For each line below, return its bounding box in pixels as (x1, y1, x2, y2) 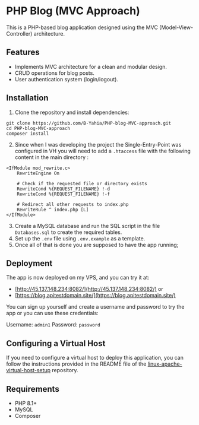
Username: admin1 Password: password (6, 321, 100, 328)
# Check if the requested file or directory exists (17, 180, 147, 186)
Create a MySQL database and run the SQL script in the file (14, 222, 160, 229)
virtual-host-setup (6, 367, 51, 374)
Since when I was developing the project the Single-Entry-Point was (14, 141, 182, 148)
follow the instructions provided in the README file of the (6, 360, 147, 367)
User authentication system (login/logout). (14, 75, 119, 83)
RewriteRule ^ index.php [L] (17, 207, 89, 213)
